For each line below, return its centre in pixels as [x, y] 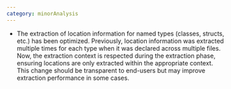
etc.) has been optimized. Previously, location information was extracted [120, 41]
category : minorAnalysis [42, 14]
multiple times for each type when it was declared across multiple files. [118, 48]
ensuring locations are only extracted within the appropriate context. [115, 63]
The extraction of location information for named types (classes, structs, [120, 33]
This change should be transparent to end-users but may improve [111, 70]
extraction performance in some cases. [73, 78]
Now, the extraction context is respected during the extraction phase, [116, 56]
